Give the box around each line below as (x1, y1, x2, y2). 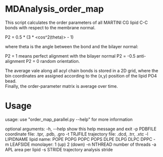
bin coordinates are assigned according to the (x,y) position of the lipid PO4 (5, 73, 157, 78)
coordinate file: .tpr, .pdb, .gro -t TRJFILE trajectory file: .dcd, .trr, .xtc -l (5, 131, 148, 137)
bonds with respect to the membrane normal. (5, 24, 96, 30)
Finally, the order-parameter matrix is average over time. (5, 83, 118, 89)
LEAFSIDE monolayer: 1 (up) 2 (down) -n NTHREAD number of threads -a (10, 141, 157, 147)
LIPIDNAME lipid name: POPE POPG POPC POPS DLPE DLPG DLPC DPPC (5, 136, 152, 142)
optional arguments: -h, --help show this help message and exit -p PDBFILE (5, 126, 157, 132)
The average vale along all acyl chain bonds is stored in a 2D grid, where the (5, 67, 159, 74)
